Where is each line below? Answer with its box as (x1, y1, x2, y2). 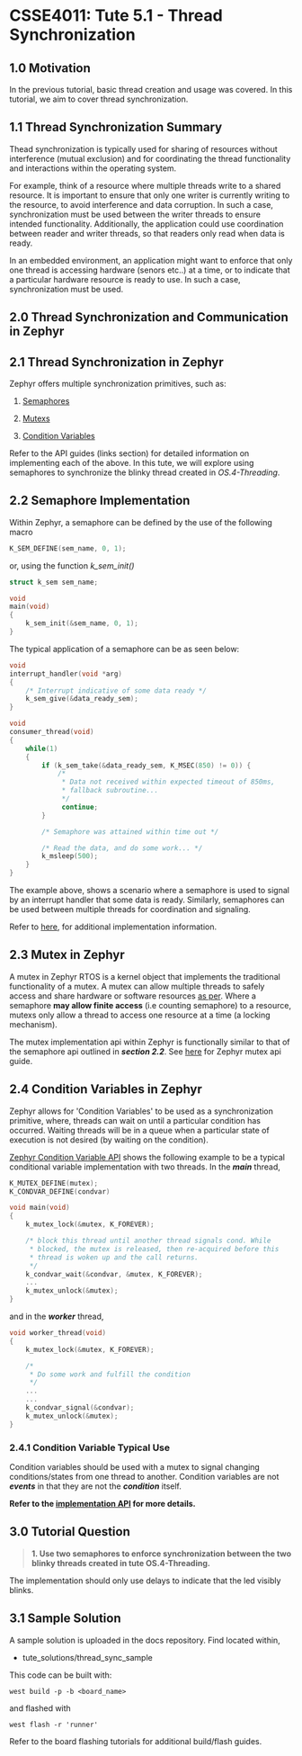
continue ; (61, 802, 99, 811)
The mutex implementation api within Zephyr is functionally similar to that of (9, 1036, 290, 1047)
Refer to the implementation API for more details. (9, 1499, 196, 1509)
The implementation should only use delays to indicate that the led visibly (9, 1575, 281, 1586)
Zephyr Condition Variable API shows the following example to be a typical (9, 1151, 286, 1162)
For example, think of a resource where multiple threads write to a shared (9, 180, 281, 191)
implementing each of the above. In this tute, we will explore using (9, 458, 254, 469)
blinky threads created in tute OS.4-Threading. (31, 1557, 211, 1568)
